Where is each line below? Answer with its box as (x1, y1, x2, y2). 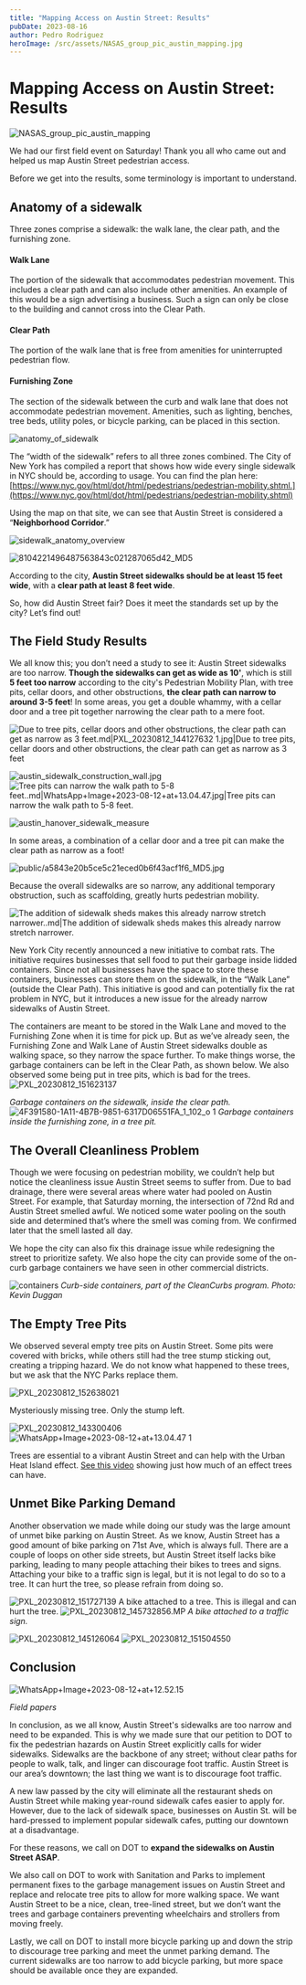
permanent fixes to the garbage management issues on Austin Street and (9, 1879, 286, 1890)
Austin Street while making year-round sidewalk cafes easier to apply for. (9, 1795, 285, 1806)
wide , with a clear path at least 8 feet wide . (9, 579, 175, 590)
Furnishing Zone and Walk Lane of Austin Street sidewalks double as (9, 1040, 268, 1051)
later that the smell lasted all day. (9, 1225, 133, 1236)
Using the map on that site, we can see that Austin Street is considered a (9, 507, 283, 518)
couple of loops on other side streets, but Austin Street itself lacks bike (9, 1549, 277, 1560)
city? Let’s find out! (9, 607, 81, 618)
